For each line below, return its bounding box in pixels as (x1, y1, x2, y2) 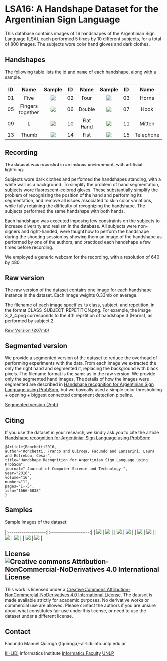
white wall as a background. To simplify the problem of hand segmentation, (5, 181, 160, 187)
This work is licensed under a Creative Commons (5, 586, 106, 592)
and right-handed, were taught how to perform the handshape (21, 228, 149, 234)
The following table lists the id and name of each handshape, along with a (5, 69, 156, 75)
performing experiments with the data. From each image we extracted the (5, 360, 157, 366)
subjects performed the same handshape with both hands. (5, 208, 125, 214)
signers (5, 228, 21, 234)
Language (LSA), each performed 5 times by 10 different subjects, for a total (5, 36, 161, 42)
